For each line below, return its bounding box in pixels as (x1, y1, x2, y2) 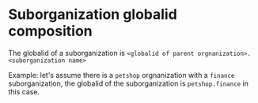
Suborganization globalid (8, 6, 178, 24)
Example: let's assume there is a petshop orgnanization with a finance (8, 70, 235, 79)
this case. (8, 86, 40, 96)
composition (8, 22, 93, 40)
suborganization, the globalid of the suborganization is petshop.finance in (8, 79, 249, 88)
